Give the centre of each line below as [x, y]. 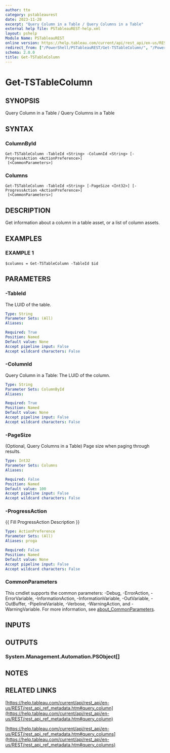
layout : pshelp [21, 33]
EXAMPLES [24, 239]
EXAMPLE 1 [20, 253]
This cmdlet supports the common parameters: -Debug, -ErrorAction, [78, 593]
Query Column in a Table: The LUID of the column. [58, 375]
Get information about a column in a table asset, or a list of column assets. [83, 223]
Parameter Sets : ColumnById [35, 389]
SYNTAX [19, 129]
